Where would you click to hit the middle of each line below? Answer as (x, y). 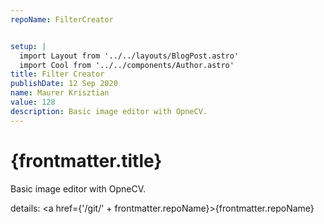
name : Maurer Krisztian (60, 93)
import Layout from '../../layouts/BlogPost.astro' (129, 56)
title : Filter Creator (57, 74)
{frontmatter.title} (86, 160)
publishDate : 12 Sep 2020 (64, 84)
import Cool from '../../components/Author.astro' (127, 65)
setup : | (28, 46)
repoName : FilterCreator (62, 19)
